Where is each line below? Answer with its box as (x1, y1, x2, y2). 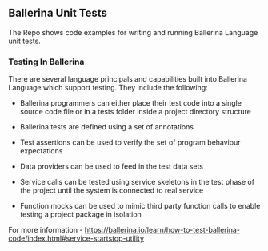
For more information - (8, 225, 83, 235)
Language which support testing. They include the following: (8, 83, 208, 93)
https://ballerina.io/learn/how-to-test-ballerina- (84, 225, 240, 235)
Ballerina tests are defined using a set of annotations (19, 122, 194, 132)
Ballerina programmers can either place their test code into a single (19, 98, 242, 108)
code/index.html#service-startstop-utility (8, 233, 145, 243)
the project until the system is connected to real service (19, 185, 204, 195)
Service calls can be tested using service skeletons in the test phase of (19, 177, 254, 187)
